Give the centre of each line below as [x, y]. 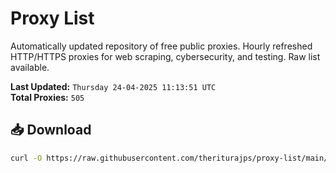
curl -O [26, 158]
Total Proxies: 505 [47, 97]
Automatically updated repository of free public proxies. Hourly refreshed [161, 46]
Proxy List [52, 18]
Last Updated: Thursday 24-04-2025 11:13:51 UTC [113, 86]
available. [30, 67]
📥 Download [51, 130]
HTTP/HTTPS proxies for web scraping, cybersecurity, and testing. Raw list [165, 56]
